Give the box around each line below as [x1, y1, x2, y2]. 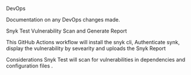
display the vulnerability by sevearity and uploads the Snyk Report [6, 45, 166, 52]
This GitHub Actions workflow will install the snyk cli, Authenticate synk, [6, 39, 180, 45]
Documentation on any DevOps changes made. [6, 16, 120, 23]
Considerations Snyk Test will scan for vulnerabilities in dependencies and [6, 56, 186, 63]
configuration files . [6, 62, 53, 69]
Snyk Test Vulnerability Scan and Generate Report [6, 27, 127, 34]
